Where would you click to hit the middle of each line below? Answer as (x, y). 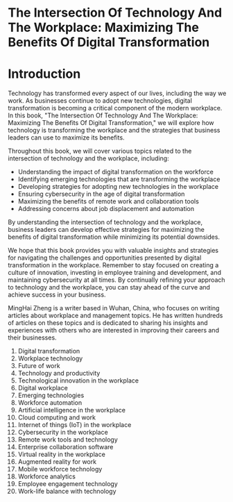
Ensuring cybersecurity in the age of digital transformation (101, 194)
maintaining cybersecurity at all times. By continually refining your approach (116, 280)
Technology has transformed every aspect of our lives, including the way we (117, 93)
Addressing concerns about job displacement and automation (106, 209)
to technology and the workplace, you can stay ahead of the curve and (109, 287)
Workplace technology (50, 358)
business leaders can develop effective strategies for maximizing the (106, 230)
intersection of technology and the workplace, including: (88, 158)
